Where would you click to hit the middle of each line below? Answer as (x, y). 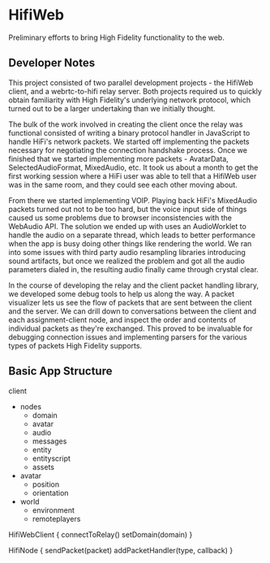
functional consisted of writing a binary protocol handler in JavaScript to (129, 132)
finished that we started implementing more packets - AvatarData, (118, 158)
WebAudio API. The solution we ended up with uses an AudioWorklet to (128, 226)
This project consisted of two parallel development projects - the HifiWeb (131, 82)
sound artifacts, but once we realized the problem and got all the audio (126, 261)
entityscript (51, 458)
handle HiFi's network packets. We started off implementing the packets (129, 141)
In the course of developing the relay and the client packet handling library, (134, 285)
